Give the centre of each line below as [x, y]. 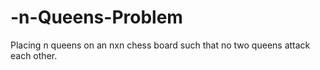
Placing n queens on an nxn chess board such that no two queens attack [160, 45]
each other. [34, 55]
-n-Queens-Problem [96, 17]
